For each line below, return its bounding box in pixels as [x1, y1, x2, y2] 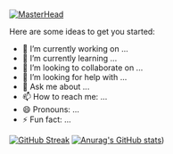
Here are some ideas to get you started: [9, 26, 156, 36]
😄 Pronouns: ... [21, 103, 80, 115]
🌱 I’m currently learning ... [21, 53, 118, 63]
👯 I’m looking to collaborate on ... [21, 62, 144, 73]
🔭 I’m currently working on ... [21, 43, 128, 53]
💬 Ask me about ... [21, 81, 90, 92]
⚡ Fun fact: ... [21, 114, 71, 125]
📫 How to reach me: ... [21, 91, 108, 101]
